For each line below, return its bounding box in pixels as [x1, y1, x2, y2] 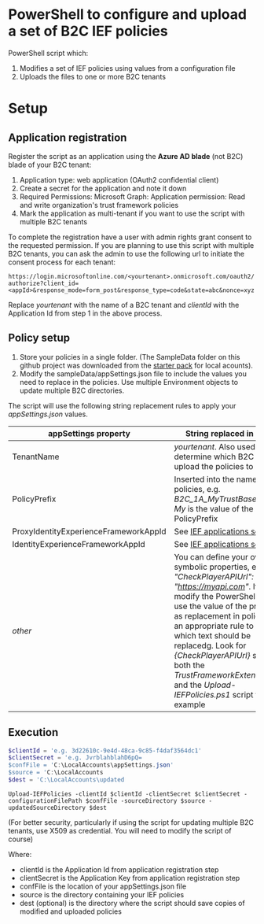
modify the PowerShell [174, 590, 258, 601]
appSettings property [48, 427, 131, 438]
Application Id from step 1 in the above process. [8, 309, 163, 318]
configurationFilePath [8, 796, 82, 804]
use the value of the [174, 601, 247, 612]
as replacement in [174, 610, 240, 621]
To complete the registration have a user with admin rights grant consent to [8, 232, 252, 242]
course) [8, 834, 34, 844]
